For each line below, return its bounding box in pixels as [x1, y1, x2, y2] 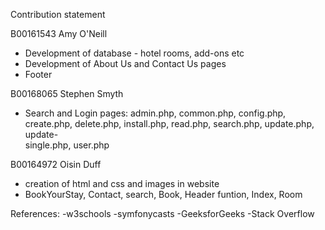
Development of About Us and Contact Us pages [24, 58, 227, 69]
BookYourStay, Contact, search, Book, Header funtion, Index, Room [24, 189, 303, 200]
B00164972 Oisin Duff [10, 159, 102, 170]
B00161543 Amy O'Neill [10, 28, 108, 39]
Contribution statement [10, 9, 106, 20]
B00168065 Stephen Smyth [10, 88, 124, 99]
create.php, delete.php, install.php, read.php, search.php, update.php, [24, 118, 315, 129]
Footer [24, 69, 53, 80]
